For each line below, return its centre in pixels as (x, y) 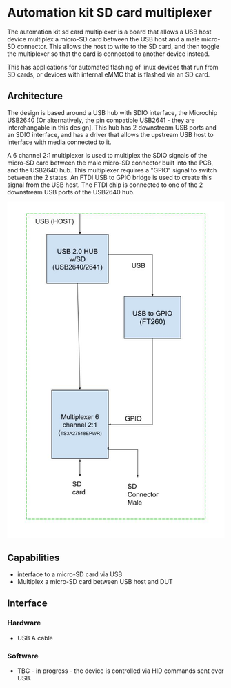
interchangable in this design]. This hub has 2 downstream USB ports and (112, 127)
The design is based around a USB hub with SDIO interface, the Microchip (112, 112)
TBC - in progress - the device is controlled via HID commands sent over (120, 671)
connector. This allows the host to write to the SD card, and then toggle (118, 46)
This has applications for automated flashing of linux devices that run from (113, 67)
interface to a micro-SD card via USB (70, 574)
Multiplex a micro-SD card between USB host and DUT (95, 581)
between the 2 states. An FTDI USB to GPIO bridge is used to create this (110, 177)
